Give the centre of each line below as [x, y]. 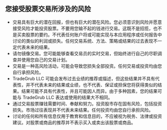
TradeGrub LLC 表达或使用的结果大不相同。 [67, 97]
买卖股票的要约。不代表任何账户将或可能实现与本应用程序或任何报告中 [89, 35]
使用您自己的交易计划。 [46, 60]
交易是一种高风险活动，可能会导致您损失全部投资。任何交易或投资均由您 [87, 66]
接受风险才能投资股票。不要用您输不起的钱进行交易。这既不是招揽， [83, 28]
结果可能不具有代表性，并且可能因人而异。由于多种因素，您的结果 [90, 91]
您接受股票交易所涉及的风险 [48, 9]
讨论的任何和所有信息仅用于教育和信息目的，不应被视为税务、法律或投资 [87, 116]
